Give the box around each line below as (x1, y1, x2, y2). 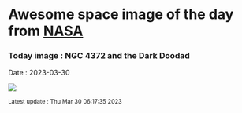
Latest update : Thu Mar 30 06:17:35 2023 (8, 98, 122, 106)
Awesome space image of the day (8, 5, 234, 24)
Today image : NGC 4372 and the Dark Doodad (8, 50, 191, 61)
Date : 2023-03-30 (8, 68, 70, 78)
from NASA (8, 22, 84, 40)
